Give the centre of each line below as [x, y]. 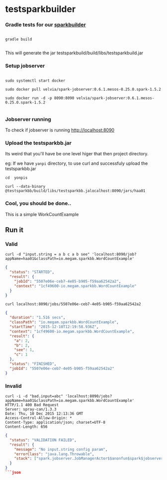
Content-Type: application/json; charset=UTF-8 [55, 422]
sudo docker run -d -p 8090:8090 [40, 98]
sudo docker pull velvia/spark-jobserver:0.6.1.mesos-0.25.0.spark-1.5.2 [83, 89]
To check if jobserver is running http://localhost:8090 [60, 130]
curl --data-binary [25, 187]
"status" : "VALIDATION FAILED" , [43, 440]
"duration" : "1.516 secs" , [38, 318]
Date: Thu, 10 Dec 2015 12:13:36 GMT [44, 414]
